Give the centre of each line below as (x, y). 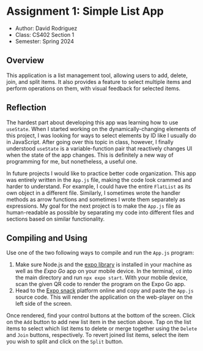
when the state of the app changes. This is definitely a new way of (90, 155)
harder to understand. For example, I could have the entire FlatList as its (99, 186)
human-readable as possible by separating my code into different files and (100, 212)
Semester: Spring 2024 (45, 41)
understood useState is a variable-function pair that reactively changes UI (99, 148)
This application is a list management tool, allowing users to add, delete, (97, 75)
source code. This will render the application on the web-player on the (104, 297)
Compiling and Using (47, 238)
